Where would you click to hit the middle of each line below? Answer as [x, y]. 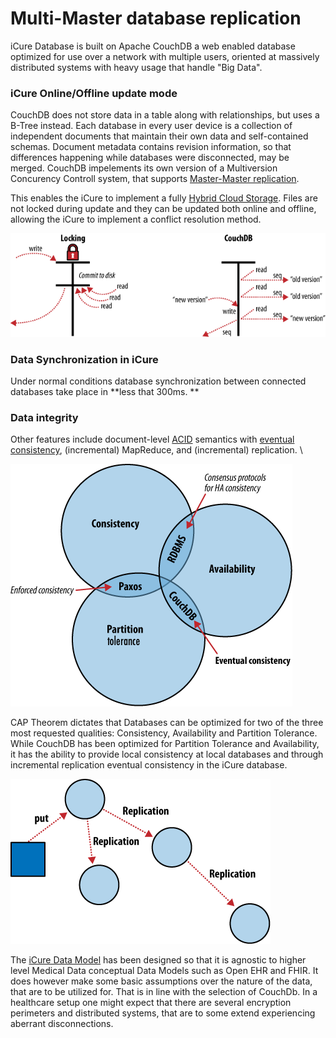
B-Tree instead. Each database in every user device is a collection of [151, 126]
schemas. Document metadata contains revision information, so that [151, 147]
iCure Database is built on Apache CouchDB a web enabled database [153, 46]
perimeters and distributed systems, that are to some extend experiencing [163, 1013]
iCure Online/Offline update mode [94, 93]
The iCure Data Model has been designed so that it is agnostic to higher [158, 960]
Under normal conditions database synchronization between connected [158, 381]
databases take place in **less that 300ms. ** [105, 392]
